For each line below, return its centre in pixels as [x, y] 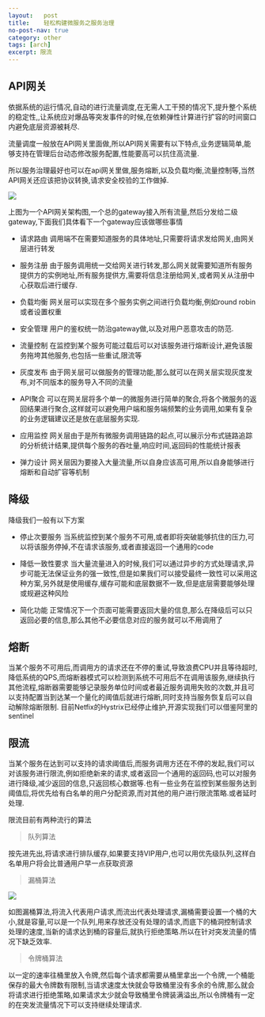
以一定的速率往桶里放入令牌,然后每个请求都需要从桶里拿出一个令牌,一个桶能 [132, 975]
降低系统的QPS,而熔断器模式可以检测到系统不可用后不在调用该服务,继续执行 [132, 677]
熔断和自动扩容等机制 [54, 472]
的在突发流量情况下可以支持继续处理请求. [75, 1005]
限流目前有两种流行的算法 [50, 820]
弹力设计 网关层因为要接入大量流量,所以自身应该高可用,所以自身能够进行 [137, 462]
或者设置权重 [40, 311]
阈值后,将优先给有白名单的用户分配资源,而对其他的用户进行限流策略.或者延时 [132, 793]
